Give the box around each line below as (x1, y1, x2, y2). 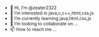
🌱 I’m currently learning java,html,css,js (10, 15, 91, 21)
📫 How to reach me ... (10, 26, 57, 32)
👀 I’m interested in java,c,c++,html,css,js (10, 10, 94, 16)
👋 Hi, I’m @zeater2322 (10, 5, 57, 10)
